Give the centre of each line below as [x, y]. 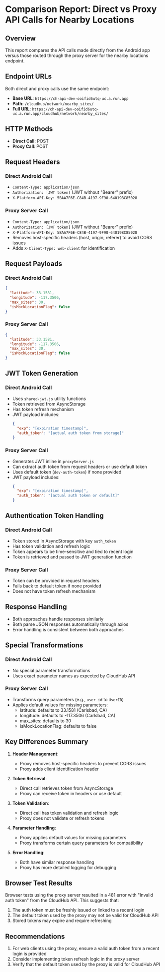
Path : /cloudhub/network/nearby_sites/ [53, 103]
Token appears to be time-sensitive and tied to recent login [73, 551]
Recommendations [35, 936]
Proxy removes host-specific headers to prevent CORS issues [83, 763]
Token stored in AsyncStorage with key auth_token [64, 541]
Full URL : [22, 109]
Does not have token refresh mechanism [54, 591]
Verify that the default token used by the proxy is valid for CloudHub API [86, 965]
